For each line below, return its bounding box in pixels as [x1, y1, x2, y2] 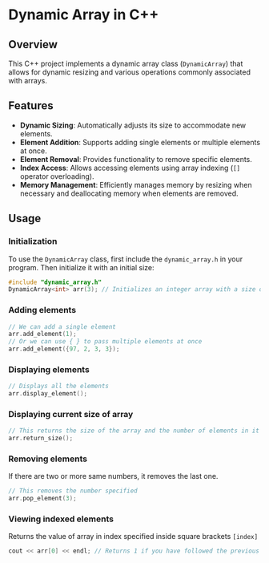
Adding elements [8, 305, 77, 316]
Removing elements [8, 453, 88, 464]
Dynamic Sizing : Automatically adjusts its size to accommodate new [19, 120, 247, 130]
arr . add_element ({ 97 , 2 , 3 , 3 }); [8, 345, 120, 354]
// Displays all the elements [8, 383, 110, 391]
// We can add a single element [8, 322, 116, 330]
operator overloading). [19, 171, 94, 181]
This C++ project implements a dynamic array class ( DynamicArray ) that [8, 59, 243, 68]
